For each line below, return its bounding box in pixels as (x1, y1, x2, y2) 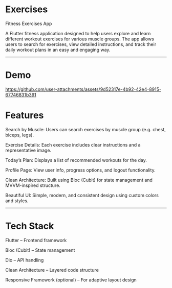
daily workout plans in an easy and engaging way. (5, 46, 111, 53)
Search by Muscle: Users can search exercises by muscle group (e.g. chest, (5, 126, 166, 132)
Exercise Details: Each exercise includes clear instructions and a (5, 141, 141, 148)
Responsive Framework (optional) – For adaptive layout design (5, 277, 137, 283)
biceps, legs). (5, 132, 34, 138)
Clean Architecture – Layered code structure (5, 267, 99, 273)
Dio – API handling (5, 257, 44, 263)
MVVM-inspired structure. (5, 182, 60, 188)
